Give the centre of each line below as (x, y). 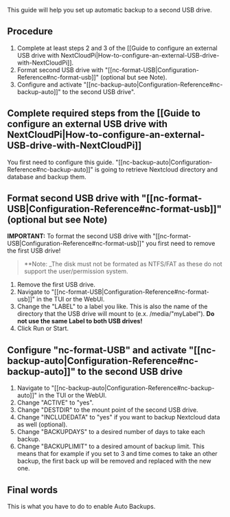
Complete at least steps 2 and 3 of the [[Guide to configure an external (117, 48)
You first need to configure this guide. (61, 162)
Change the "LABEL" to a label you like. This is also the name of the (112, 307)
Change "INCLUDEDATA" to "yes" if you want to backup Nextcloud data (118, 417)
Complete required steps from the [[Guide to (104, 114)
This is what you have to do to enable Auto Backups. (81, 507)
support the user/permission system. (76, 271)
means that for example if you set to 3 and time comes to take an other (117, 454)
